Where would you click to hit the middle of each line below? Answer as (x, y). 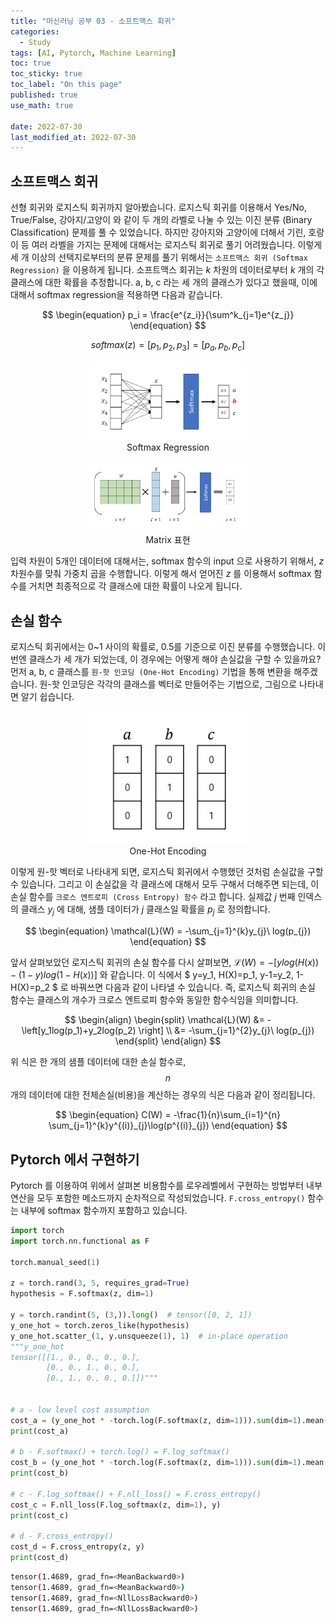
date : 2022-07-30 (46, 126)
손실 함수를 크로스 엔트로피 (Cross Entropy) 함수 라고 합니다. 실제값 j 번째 (153, 897)
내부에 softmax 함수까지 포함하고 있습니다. (104, 1211)
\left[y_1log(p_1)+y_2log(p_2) (79, 1031)
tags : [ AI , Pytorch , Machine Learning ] (93, 53)
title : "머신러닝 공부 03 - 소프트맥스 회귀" (93, 21)
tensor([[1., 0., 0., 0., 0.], (75, 1357)
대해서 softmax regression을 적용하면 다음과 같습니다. (116, 295)
